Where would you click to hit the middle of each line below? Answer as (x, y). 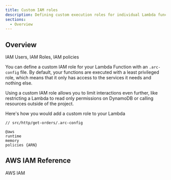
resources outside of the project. (39, 104)
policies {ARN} (21, 145)
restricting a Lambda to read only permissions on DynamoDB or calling (79, 98)
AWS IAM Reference (38, 161)
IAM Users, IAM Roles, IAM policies (42, 57)
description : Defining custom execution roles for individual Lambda (81, 15)
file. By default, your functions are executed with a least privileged (90, 72)
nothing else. (19, 83)
